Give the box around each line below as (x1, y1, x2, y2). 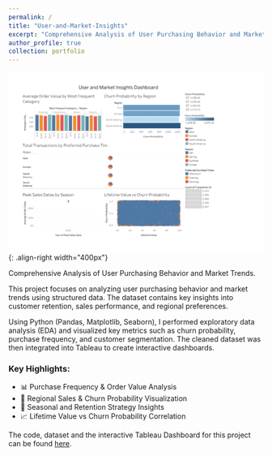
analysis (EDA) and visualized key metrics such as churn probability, (8, 325, 236, 335)
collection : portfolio (8, 47, 85, 56)
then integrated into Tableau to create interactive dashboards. (8, 342, 215, 352)
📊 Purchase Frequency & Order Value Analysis (19, 382, 177, 392)
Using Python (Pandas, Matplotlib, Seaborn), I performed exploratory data (8, 316, 255, 326)
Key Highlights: (8, 363, 70, 374)
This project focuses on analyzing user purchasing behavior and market (8, 284, 249, 294)
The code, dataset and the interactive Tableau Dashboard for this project (8, 430, 251, 440)
